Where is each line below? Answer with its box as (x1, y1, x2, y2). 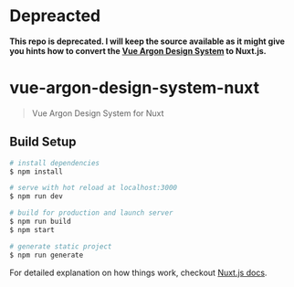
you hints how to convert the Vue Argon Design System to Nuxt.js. (9, 45, 267, 56)
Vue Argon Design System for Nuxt (31, 107, 164, 119)
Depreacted (9, 5, 101, 27)
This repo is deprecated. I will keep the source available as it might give (9, 36, 286, 47)
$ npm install (9, 166, 64, 176)
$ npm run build (9, 217, 71, 227)
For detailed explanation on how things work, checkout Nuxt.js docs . (9, 267, 268, 278)
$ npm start (9, 225, 55, 234)
